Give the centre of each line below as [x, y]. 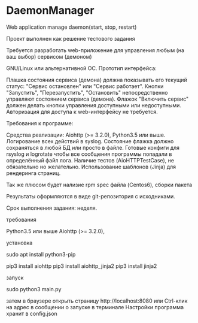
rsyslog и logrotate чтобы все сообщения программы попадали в [89, 154]
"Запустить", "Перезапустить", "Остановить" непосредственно [87, 92]
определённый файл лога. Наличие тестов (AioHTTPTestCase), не [90, 160]
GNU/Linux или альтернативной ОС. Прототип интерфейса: [81, 68]
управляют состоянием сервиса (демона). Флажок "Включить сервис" [98, 99]
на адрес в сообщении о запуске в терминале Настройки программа [95, 307]
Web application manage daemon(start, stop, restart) [71, 27]
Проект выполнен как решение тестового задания [71, 38]
